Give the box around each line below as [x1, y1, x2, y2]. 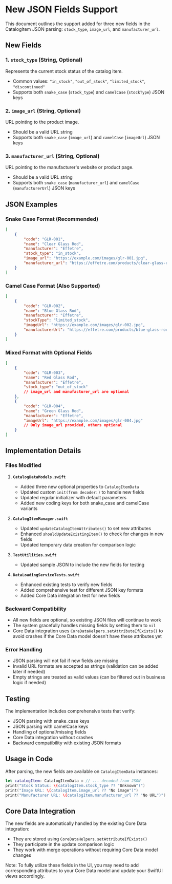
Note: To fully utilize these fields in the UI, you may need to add [5, 862, 139, 869]
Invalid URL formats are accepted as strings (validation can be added [12, 663, 159, 669]
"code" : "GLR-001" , [24, 236, 66, 242]
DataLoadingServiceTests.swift [12, 572, 80, 577]
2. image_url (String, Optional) [5, 107, 81, 114]
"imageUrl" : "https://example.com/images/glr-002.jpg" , [24, 323, 145, 328]
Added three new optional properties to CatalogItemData [20, 483, 139, 490]
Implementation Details [5, 446, 81, 455]
